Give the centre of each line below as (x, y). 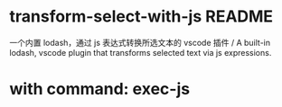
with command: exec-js (100, 89)
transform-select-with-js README (141, 17)
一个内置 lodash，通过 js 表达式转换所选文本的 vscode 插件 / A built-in (140, 42)
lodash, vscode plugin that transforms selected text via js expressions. (141, 52)
